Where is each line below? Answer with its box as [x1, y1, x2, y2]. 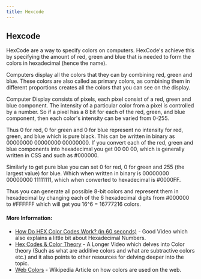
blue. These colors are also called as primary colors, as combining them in [6, 77, 190, 85]
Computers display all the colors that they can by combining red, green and [6, 71, 193, 79]
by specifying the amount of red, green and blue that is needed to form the [6, 53, 191, 61]
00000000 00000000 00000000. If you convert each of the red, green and [6, 139, 194, 146]
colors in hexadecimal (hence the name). [6, 59, 107, 67]
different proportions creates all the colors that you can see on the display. [6, 84, 191, 91]
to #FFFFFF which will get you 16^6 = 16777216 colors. [6, 200, 141, 208]
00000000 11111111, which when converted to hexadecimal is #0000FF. [6, 176, 181, 184]
